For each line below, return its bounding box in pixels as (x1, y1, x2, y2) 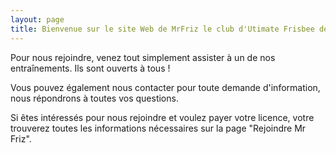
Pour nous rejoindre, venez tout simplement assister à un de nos (10, 51, 276, 63)
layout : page (10, 14, 65, 25)
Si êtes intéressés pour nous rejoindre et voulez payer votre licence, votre (10, 111, 315, 123)
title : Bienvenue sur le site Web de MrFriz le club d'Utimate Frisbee (10, 24, 315, 34)
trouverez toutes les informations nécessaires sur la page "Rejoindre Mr (10, 122, 307, 134)
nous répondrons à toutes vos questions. (10, 92, 179, 104)
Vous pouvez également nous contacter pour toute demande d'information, (10, 81, 321, 93)
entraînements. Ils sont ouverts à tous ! (10, 62, 171, 74)
